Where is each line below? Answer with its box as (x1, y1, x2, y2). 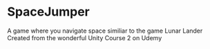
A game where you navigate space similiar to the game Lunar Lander (7, 27, 203, 35)
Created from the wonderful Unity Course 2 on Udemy (7, 33, 162, 42)
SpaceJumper (7, 4, 90, 20)
